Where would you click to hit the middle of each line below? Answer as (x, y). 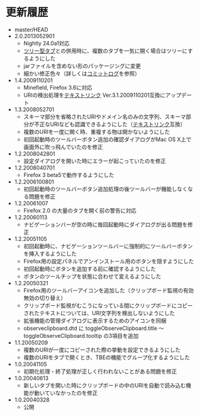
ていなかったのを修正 (71, 393)
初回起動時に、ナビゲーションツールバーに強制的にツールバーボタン (108, 246)
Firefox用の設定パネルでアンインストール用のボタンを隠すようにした (109, 261)
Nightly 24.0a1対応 (47, 43)
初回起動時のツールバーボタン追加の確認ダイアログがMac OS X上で (107, 139)
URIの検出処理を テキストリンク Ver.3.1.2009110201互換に (94, 95)
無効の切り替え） (45, 298)
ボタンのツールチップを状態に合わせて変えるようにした (92, 276)
